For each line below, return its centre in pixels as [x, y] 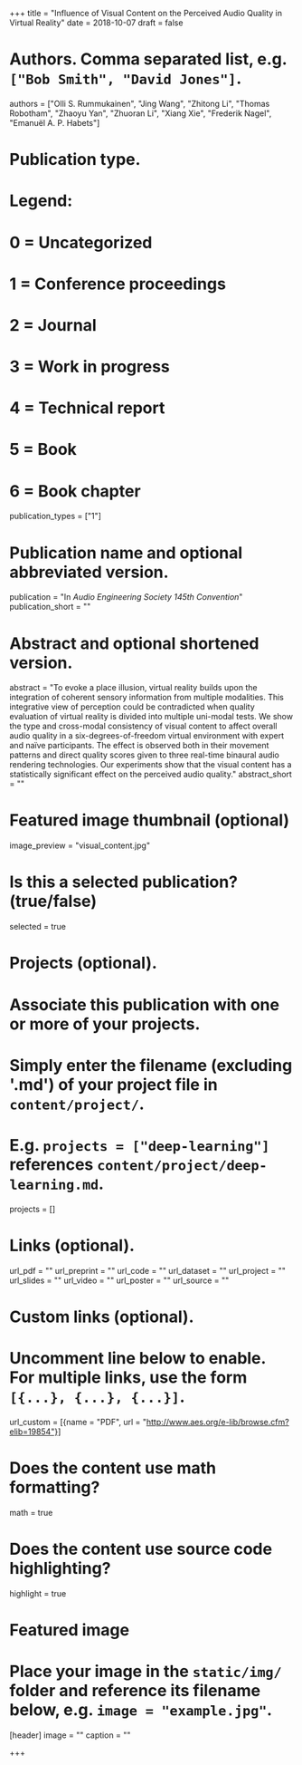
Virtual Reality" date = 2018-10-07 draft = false [96, 23]
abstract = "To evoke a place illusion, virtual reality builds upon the [133, 688]
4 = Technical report [87, 408]
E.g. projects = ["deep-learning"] [140, 1145]
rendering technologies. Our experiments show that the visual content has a [151, 765]
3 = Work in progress [90, 367]
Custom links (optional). [102, 1317]
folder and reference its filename [135, 1690]
